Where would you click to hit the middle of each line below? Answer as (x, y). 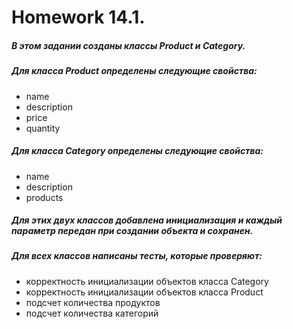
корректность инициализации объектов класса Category (147, 281)
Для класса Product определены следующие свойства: (134, 71)
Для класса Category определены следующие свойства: (137, 151)
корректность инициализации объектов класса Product (144, 292)
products (44, 197)
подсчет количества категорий (92, 313)
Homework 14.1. (78, 17)
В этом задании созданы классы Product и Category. (128, 45)
